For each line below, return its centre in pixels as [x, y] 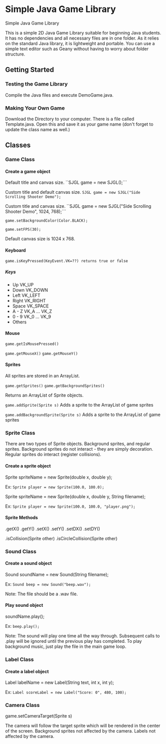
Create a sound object [29, 563]
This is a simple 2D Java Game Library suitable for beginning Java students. [83, 33]
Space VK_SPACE [30, 306]
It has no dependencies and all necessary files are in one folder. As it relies [82, 38]
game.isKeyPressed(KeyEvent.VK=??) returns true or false [67, 261]
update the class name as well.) [38, 129]
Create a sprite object [28, 466]
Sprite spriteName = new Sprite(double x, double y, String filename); [76, 496]
